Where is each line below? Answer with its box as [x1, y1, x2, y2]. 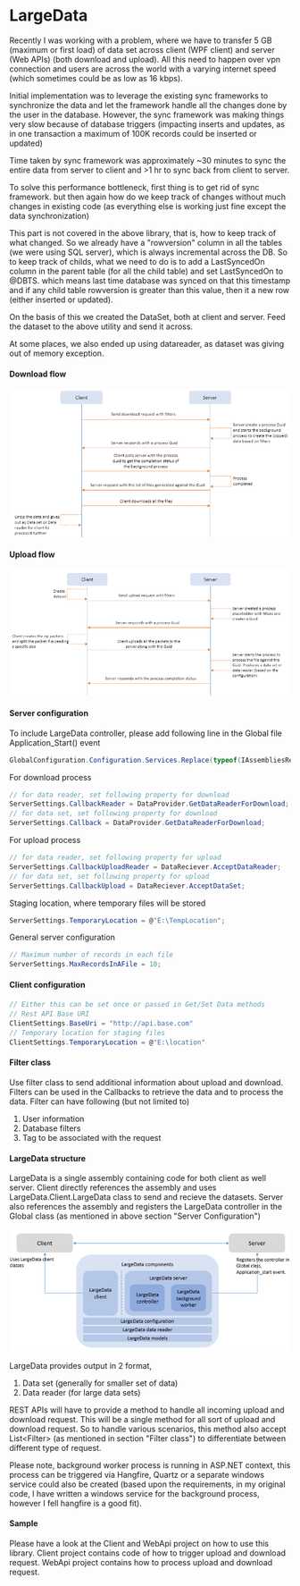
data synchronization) [9, 210, 90, 221]
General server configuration [9, 932, 116, 943]
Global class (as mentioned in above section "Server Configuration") [9, 1211, 262, 1221]
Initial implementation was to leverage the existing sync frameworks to [9, 90, 269, 101]
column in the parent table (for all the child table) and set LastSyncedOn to [9, 266, 284, 276]
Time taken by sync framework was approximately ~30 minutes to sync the [9, 155, 287, 165]
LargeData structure [9, 1152, 87, 1163]
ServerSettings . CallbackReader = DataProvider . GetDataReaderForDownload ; [9, 799, 290, 809]
